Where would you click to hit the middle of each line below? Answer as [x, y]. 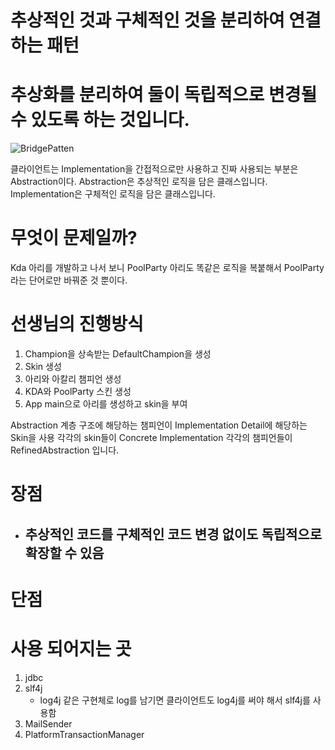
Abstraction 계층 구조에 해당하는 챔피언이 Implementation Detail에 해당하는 [159, 425]
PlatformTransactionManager [84, 734]
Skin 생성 [43, 366]
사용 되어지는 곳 [71, 648]
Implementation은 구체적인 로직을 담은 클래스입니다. [113, 194]
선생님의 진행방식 [77, 324]
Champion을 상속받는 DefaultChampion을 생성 [118, 354]
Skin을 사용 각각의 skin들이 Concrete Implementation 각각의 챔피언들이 [151, 437]
